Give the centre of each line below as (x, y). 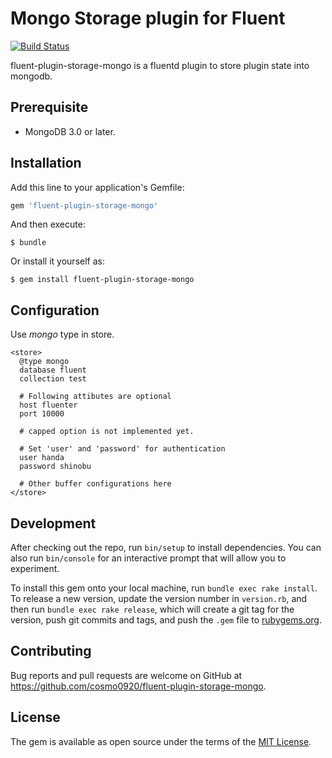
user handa (42, 458)
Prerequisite (49, 107)
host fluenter (48, 405)
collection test (53, 379)
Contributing (51, 651)
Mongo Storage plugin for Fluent (148, 18)
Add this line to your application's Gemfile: (97, 187)
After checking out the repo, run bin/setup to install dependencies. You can (166, 548)
